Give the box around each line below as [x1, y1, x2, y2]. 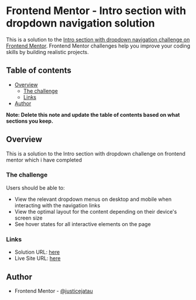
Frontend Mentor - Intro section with [6, 4, 186, 18]
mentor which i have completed [6, 156, 82, 163]
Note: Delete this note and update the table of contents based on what [6, 111, 180, 118]
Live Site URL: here [14, 255, 61, 262]
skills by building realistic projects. [6, 48, 89, 55]
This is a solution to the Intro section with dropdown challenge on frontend [6, 150, 185, 157]
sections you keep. [6, 117, 54, 124]
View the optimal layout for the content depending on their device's [14, 208, 177, 215]
